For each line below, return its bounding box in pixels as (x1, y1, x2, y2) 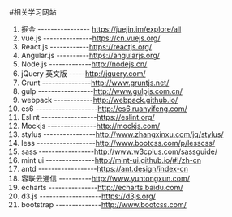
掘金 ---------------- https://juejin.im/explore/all (20, 24, 182, 34)
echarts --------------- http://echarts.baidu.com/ (20, 183, 183, 192)
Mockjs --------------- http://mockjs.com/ (20, 121, 161, 130)
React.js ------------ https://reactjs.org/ (20, 42, 153, 51)
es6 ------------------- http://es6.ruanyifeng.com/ (20, 104, 187, 113)
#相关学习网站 (9, 7, 57, 16)
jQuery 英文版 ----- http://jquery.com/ (20, 69, 146, 79)
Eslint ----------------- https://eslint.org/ (20, 113, 155, 121)
